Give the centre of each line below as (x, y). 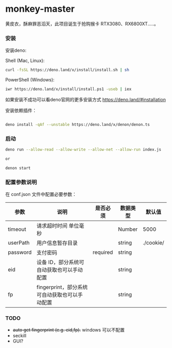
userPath (19, 243)
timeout (17, 229)
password (20, 252)
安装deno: (16, 50)
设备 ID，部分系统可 (60, 263)
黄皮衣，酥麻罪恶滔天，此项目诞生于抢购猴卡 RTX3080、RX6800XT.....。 (82, 24)
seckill (19, 336)
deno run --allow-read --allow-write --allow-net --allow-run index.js (83, 150)
